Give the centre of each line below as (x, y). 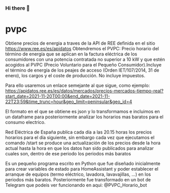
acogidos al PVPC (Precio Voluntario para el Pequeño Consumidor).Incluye (83, 65)
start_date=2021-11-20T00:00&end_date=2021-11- (58, 96)
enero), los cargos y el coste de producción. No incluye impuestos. (75, 75)
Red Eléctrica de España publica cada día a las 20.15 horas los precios (79, 132)
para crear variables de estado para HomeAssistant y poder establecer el (82, 169)
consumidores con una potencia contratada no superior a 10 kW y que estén (85, 59)
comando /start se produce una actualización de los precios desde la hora (83, 143)
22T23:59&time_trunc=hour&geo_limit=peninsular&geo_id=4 (69, 102)
